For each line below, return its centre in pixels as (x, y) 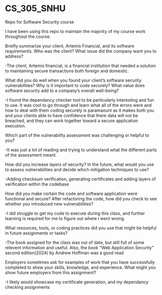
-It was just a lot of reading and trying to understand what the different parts (81, 150)
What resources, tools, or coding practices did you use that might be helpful (81, 228)
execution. (15, 126)
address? (14, 56)
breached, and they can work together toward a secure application (72, 121)
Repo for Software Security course (39, 22)
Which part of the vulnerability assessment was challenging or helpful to (77, 135)
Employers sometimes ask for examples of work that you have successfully (80, 262)
